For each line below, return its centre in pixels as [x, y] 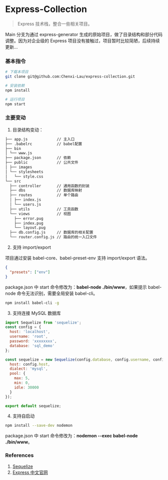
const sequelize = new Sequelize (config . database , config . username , [78, 360]
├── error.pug [29, 218]
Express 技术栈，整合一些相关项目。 [55, 24]
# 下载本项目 [17, 72]
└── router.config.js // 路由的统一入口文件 [53, 237]
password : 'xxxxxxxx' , [33, 341]
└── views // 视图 [40, 214]
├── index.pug [29, 223]
